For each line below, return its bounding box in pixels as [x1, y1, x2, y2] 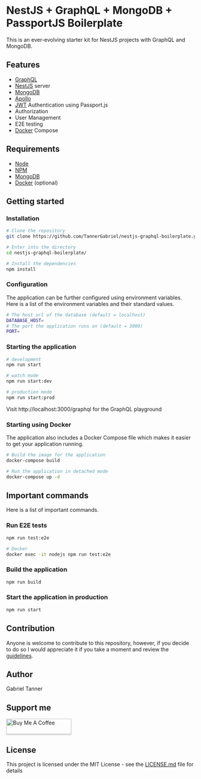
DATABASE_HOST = [6, 317, 44, 323]
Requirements [6, 144, 60, 154]
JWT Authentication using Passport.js [14, 101, 108, 108]
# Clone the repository [6, 228, 66, 234]
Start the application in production [6, 593, 108, 602]
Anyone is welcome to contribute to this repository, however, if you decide [6, 639, 190, 647]
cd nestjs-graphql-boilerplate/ [6, 250, 87, 256]
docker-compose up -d [6, 474, 60, 480]
